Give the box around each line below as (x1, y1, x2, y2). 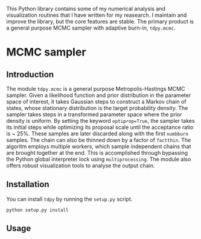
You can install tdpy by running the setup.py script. (6, 195, 133, 202)
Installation (6, 179, 49, 190)
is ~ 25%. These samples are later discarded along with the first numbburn (6, 130, 189, 137)
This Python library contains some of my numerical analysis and (6, 5, 166, 12)
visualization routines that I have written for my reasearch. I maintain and (6, 11, 187, 19)
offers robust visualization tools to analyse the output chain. (6, 162, 155, 169)
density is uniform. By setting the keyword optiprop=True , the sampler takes (6, 117, 195, 124)
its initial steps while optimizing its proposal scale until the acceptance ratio (6, 123, 194, 131)
